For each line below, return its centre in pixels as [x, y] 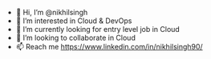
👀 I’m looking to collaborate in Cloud [76, 37]
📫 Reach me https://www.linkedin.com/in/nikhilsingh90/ [109, 47]
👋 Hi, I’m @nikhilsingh [52, 12]
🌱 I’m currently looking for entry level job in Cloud [98, 29]
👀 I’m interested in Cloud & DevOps [74, 21]
